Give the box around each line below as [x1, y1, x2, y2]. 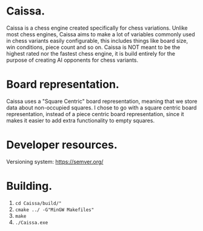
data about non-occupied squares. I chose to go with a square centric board [6, 104, 197, 111]
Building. [6, 180, 53, 193]
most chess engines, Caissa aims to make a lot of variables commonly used [6, 30, 195, 37]
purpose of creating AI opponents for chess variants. [6, 56, 139, 63]
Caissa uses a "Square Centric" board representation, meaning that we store [6, 97, 198, 105]
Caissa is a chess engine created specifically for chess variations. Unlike [6, 24, 188, 31]
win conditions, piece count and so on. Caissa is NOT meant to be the [6, 44, 181, 51]
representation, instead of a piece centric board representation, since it [6, 110, 184, 117]
